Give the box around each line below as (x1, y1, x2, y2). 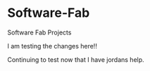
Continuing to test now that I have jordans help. (7, 55, 144, 64)
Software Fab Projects (7, 28, 72, 37)
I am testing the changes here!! (7, 41, 97, 50)
